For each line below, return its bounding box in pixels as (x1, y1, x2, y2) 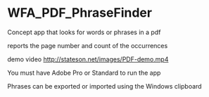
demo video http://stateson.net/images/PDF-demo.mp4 (7, 54, 169, 64)
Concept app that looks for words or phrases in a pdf (7, 28, 161, 36)
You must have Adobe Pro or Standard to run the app (7, 68, 161, 77)
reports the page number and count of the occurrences (7, 41, 168, 50)
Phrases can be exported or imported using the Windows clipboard (7, 82, 202, 90)
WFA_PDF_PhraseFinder (7, 5, 153, 21)
